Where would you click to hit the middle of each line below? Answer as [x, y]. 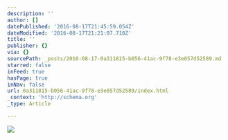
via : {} [18, 53]
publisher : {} [28, 46]
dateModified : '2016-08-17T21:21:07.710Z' [69, 33]
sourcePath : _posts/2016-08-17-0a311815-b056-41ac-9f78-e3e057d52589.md [114, 59]
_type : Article [29, 104]
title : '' [21, 40]
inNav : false [26, 85]
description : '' [30, 14]
